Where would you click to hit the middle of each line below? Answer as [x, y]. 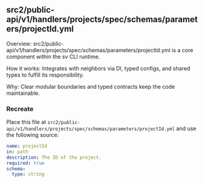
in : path [17, 151]
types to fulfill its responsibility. [45, 75]
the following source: [32, 135]
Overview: [19, 43]
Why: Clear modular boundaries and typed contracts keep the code [90, 86]
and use [186, 129]
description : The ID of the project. [54, 157]
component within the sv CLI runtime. [53, 57]
